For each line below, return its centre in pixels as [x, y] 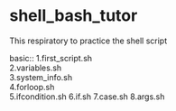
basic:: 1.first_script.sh [51, 58]
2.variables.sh [36, 68]
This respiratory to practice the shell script [88, 41]
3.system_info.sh [41, 77]
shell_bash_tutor [74, 16]
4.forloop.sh [32, 87]
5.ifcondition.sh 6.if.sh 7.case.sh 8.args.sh [87, 97]
